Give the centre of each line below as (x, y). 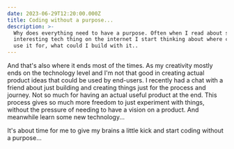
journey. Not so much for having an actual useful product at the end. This (112, 95)
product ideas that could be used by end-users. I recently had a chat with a (115, 80)
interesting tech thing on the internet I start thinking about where (118, 40)
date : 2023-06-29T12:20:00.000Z (54, 14)
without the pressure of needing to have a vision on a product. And (103, 109)
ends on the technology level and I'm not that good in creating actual (106, 73)
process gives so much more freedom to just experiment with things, (106, 102)
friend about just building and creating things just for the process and (107, 88)
